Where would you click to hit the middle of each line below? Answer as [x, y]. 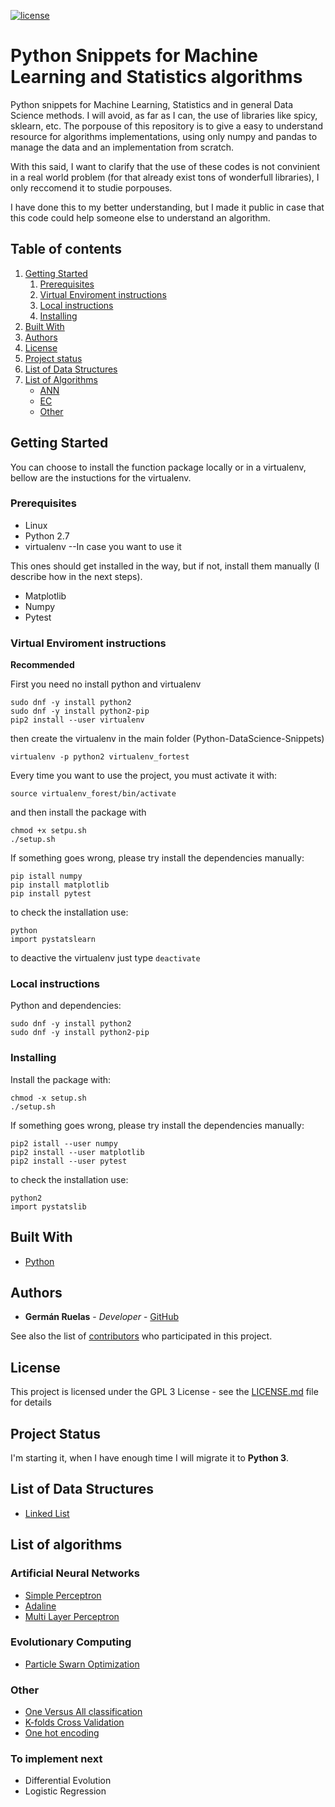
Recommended [42, 665]
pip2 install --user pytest [69, 1161]
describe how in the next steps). [76, 576]
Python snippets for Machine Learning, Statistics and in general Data [152, 104]
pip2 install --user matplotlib [77, 1152]
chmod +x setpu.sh [48, 831]
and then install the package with [78, 812]
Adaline [40, 1606]
